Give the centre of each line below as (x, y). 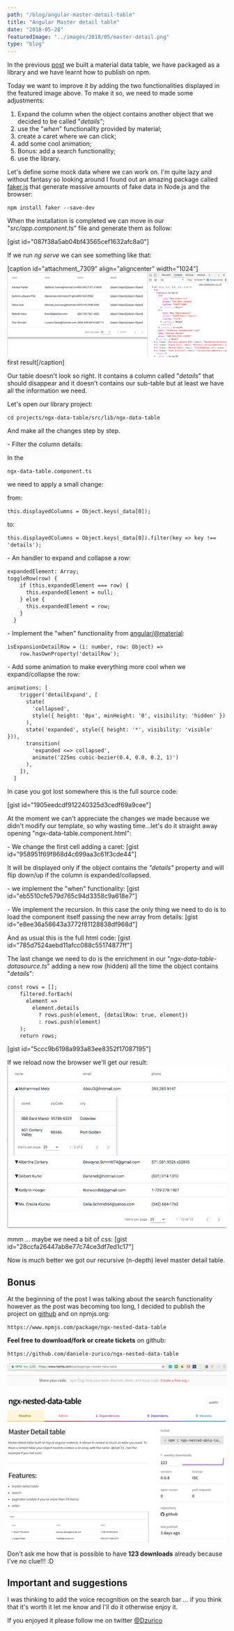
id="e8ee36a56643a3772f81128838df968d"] (72, 924)
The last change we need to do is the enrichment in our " (89, 958)
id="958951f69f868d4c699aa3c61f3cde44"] (72, 854)
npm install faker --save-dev (51, 208)
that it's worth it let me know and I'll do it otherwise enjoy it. (93, 1607)
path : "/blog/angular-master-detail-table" (71, 15)
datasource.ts (27, 966)
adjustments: (26, 100)
